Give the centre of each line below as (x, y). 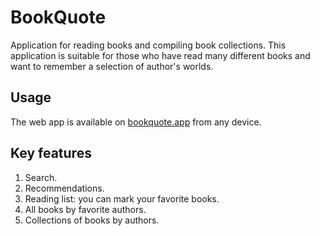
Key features (51, 153)
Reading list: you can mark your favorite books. (122, 198)
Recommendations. (64, 188)
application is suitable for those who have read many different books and (160, 55)
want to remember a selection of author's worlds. (112, 66)
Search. (41, 177)
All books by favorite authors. (85, 209)
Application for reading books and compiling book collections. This (148, 45)
